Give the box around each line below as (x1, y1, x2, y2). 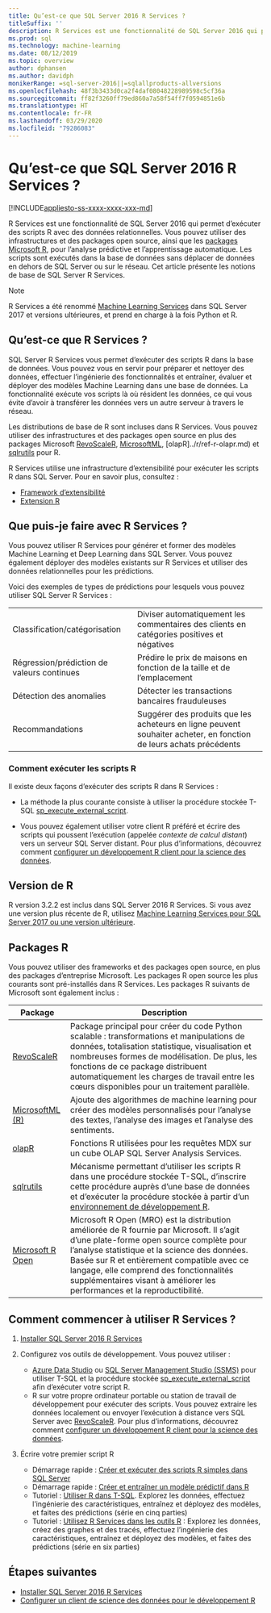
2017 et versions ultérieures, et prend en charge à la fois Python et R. (8, 310, 238, 320)
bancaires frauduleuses (136, 696, 227, 707)
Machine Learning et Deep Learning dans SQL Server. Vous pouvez (8, 550, 233, 559)
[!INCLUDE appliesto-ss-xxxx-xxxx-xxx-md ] (8, 203, 153, 212)
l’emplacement (136, 672, 193, 683)
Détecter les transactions (136, 685, 232, 696)
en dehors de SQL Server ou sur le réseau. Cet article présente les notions (8, 261, 256, 271)
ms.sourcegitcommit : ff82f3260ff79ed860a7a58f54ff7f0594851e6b (8, 94, 226, 102)
